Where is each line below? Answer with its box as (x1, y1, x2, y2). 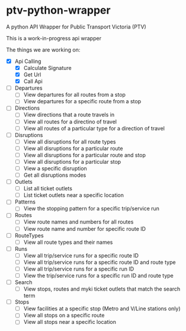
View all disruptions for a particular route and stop (23, 151, 146, 158)
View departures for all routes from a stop (23, 91, 126, 98)
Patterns (14, 198, 36, 205)
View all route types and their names (23, 238, 113, 246)
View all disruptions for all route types (23, 138, 117, 145)
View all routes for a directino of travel (23, 118, 117, 125)
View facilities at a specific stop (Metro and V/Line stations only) (23, 305, 181, 312)
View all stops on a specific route (23, 312, 105, 319)
